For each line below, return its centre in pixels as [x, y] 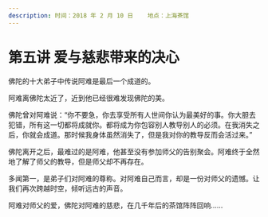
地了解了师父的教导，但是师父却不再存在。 [78, 161]
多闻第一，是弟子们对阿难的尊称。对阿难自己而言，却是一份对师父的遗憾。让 [134, 178]
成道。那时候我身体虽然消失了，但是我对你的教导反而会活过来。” [148, 134]
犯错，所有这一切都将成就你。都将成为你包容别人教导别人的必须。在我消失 [130, 125]
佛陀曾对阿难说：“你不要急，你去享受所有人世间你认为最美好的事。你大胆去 [132, 114]
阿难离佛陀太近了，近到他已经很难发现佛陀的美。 [89, 98]
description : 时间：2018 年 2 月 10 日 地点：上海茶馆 [99, 15]
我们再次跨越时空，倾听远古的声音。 [68, 188]
